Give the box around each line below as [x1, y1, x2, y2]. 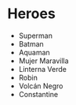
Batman [18, 39, 44, 48]
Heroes [7, 5, 56, 23]
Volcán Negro [18, 81, 63, 91]
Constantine [18, 89, 59, 99]
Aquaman [18, 47, 50, 57]
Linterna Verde [18, 64, 67, 73]
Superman [18, 31, 52, 40]
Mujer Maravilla [18, 56, 69, 66]
